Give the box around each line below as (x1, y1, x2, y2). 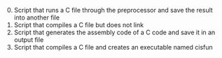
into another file (13, 13, 60, 22)
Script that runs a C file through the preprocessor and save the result (13, 6, 214, 14)
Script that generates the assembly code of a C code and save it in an (13, 28, 216, 36)
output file (13, 36, 44, 44)
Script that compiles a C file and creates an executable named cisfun (13, 43, 214, 51)
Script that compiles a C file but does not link (13, 21, 144, 29)
